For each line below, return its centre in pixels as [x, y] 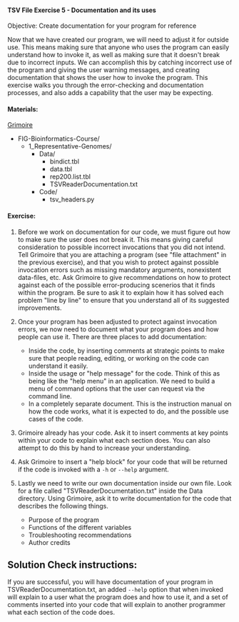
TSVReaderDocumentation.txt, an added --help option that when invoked [115, 590]
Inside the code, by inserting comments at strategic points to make [126, 351]
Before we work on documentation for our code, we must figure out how [124, 231]
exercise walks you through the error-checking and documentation [106, 85]
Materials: [23, 109]
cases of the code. [56, 418]
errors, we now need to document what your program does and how [118, 329]
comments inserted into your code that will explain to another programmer [117, 605]
